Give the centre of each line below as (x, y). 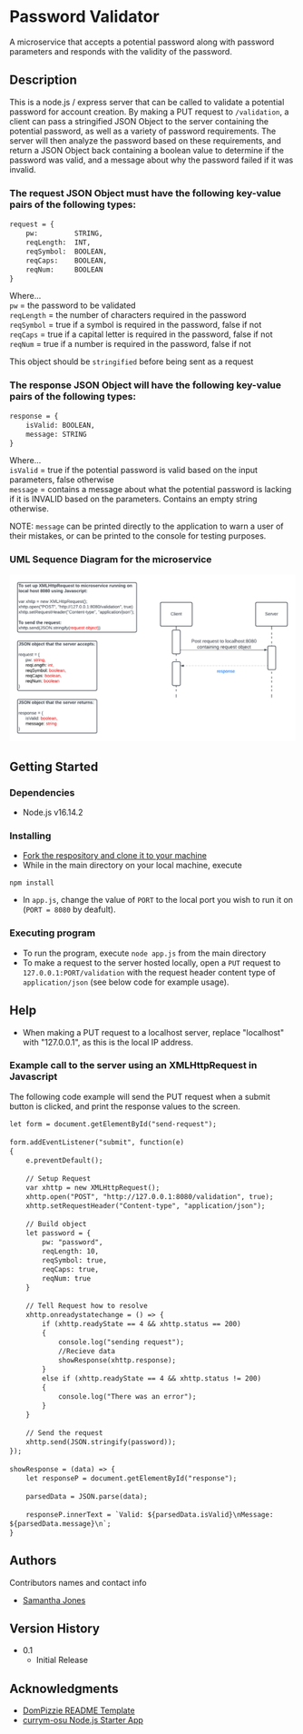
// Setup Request (59, 1178)
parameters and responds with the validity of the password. (121, 51)
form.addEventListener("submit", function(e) (97, 1142)
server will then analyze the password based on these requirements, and (145, 140)
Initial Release (62, 1660)
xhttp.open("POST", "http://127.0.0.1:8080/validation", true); (150, 1196)
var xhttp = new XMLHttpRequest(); (93, 1187)
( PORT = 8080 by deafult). (69, 909)
